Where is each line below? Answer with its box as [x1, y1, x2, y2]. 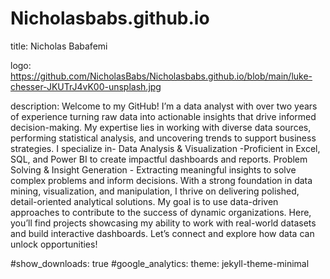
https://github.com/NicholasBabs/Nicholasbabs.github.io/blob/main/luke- [10, 70, 313, 82]
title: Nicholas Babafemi [10, 40, 108, 52]
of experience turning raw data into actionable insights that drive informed [10, 110, 317, 122]
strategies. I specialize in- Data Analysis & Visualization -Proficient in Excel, [10, 142, 321, 154]
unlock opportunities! [10, 238, 98, 250]
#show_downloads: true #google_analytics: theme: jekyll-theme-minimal [10, 257, 310, 269]
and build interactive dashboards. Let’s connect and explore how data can [10, 227, 315, 239]
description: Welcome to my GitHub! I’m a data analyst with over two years [10, 100, 318, 112]
